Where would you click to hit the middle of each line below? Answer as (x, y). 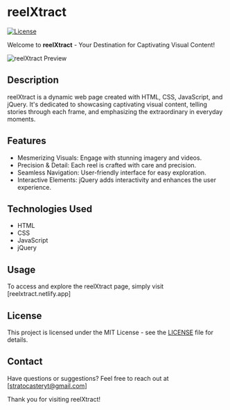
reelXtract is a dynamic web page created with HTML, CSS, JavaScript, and (115, 97)
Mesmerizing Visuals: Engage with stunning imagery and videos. (109, 158)
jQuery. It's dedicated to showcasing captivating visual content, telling (107, 104)
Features (27, 141)
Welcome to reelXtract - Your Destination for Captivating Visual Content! (111, 44)
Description (33, 80)
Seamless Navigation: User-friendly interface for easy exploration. (112, 172)
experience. (34, 187)
